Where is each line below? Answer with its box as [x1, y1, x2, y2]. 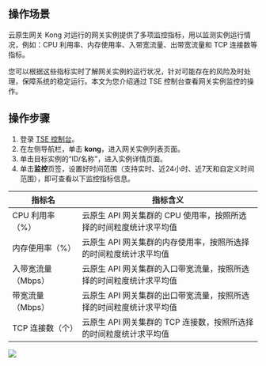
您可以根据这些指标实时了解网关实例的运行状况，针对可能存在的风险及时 [8, 66, 244, 76]
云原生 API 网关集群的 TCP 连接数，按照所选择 [82, 316, 254, 327]
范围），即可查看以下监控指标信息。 [19, 173, 135, 183]
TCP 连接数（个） [12, 323, 78, 334]
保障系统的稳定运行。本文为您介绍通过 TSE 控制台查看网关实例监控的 [21, 76, 248, 85]
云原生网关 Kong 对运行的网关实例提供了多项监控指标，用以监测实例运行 [8, 30, 244, 40]
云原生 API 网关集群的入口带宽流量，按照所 [82, 263, 242, 274]
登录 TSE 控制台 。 [19, 134, 79, 144]
